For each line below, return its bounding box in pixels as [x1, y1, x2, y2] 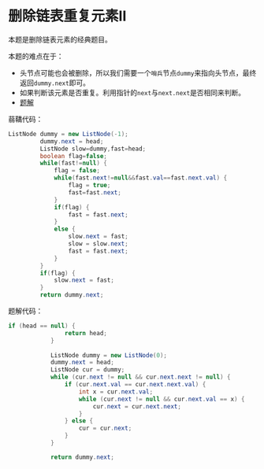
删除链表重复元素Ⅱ [8, 7, 127, 25]
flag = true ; [68, 182, 111, 190]
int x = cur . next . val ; [78, 387, 154, 396]
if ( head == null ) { [8, 322, 76, 331]
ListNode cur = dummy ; [50, 366, 125, 374]
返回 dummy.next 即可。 [19, 78, 91, 87]
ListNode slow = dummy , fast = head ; [39, 145, 147, 153]
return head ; [64, 329, 108, 337]
